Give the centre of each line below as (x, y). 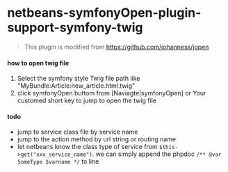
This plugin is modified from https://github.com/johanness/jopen (116, 47)
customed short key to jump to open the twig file (87, 101)
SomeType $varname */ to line (58, 162)
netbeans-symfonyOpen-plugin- (104, 13)
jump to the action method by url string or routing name (96, 139)
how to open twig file (38, 63)
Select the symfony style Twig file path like (79, 79)
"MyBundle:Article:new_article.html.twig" (76, 86)
